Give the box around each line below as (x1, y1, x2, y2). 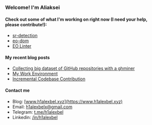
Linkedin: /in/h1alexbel (12, 114, 58, 120)
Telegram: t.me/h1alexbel (12, 109, 63, 115)
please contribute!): (5, 21, 47, 27)
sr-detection (12, 33, 38, 39)
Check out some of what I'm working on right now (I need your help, (5, 16, 148, 22)
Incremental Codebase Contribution (12, 76, 86, 82)
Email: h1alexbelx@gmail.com (12, 104, 73, 110)
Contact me (5, 87, 30, 93)
